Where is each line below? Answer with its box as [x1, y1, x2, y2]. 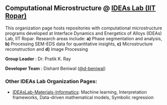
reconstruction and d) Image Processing [5, 46, 88, 52]
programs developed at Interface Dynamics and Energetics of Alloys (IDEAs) [5, 30, 162, 36]
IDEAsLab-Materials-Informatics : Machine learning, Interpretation [12, 89, 147, 95]
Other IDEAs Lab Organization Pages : [5, 78, 97, 85]
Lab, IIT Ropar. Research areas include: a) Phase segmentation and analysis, [5, 35, 163, 41]
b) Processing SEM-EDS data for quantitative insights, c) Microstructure [5, 41, 153, 47]
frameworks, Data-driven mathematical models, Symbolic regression [12, 95, 154, 101]
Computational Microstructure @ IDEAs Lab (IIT [5, 4, 156, 12]
